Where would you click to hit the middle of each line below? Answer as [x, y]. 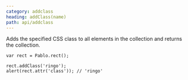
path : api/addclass [30, 22]
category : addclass [30, 11]
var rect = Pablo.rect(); [37, 56]
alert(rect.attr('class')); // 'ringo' [55, 71]
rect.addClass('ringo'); [36, 66]
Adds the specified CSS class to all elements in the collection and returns [94, 39]
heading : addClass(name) [36, 17]
